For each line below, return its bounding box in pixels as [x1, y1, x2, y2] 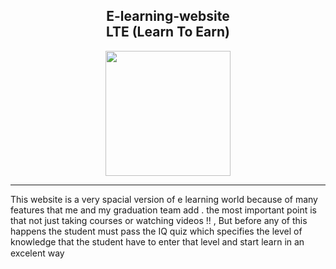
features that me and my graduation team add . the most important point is [10, 204, 318, 216]
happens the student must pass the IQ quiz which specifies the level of [10, 225, 303, 237]
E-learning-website [106, 8, 230, 25]
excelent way [10, 247, 65, 259]
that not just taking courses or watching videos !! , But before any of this [10, 214, 308, 226]
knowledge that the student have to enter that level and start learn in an [10, 235, 305, 248]
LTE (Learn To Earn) [105, 24, 231, 41]
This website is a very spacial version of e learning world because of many [10, 193, 318, 205]
